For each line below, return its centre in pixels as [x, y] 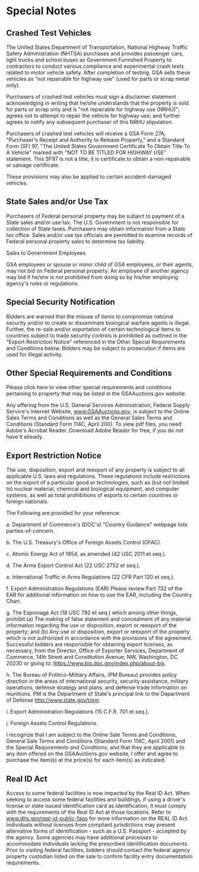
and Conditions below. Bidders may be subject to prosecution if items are [96, 348]
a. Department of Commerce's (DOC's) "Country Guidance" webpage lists [97, 524]
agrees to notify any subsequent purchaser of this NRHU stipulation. [90, 122]
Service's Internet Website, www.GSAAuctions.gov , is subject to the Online [98, 411]
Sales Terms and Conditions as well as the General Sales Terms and [89, 418]
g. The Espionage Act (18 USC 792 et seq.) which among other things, [92, 613]
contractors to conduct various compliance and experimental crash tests [95, 66]
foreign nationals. [27, 502]
